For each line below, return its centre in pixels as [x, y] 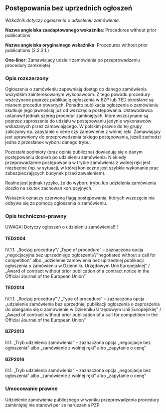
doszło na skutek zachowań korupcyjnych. [49, 188]
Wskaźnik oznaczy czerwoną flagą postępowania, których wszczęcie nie [80, 198]
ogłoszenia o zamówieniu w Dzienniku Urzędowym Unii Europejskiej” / [78, 265]
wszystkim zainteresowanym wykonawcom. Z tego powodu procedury [78, 94]
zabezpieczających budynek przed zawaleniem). [55, 173]
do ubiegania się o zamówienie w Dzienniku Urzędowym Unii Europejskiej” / [83, 309]
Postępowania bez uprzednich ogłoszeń [69, 8]
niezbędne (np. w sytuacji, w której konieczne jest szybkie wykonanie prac [82, 168]
